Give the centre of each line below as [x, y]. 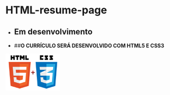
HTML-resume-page [56, 10]
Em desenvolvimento [53, 32]
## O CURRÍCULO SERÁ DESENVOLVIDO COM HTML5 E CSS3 [89, 45]
